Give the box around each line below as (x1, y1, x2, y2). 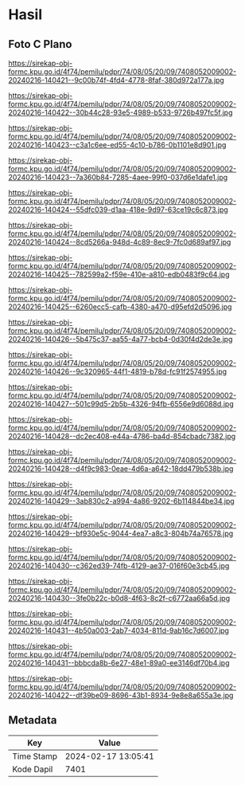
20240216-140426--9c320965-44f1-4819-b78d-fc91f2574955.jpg (8, 367, 227, 376)
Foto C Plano (8, 37, 72, 51)
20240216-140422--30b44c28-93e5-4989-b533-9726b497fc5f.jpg (8, 108, 233, 117)
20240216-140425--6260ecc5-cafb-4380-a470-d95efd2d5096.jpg (8, 302, 232, 312)
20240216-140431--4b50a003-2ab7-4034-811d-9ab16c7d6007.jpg (8, 626, 229, 635)
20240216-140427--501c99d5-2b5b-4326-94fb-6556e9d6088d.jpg (8, 399, 234, 408)
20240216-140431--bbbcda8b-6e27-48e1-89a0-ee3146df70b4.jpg (8, 658, 230, 667)
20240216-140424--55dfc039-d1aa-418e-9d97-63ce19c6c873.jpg (8, 205, 228, 214)
